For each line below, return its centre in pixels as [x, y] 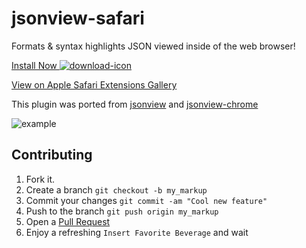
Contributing [52, 155]
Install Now [34, 65]
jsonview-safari [78, 18]
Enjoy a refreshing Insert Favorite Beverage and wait [137, 232]
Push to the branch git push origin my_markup [122, 211]
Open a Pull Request [68, 221]
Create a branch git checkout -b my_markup [116, 189]
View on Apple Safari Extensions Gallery [94, 84]
